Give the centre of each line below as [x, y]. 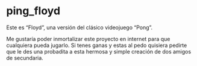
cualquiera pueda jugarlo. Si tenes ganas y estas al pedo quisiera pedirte [97, 45]
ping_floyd [33, 11]
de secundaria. [25, 58]
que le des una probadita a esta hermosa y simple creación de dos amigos [99, 51]
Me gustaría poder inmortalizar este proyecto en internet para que [88, 39]
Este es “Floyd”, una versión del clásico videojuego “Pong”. [80, 27]
